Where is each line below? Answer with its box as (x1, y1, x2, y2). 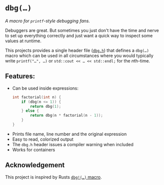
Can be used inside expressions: (12, 85, 79, 91)
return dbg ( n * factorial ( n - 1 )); (30, 113, 103, 118)
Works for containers (12, 147, 55, 153)
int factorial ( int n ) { (12, 94, 62, 99)
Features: (5, 72, 35, 81)
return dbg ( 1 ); (30, 104, 62, 109)
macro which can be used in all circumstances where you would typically (5, 53, 154, 59)
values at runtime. (5, 38, 42, 44)
